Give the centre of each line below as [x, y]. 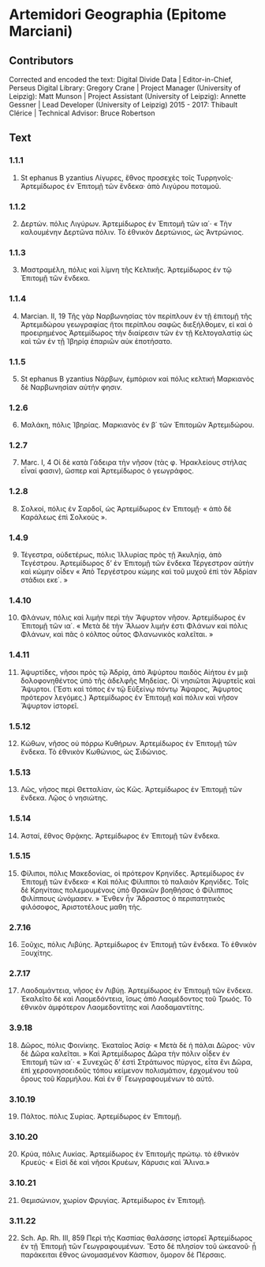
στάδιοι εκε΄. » [44, 580]
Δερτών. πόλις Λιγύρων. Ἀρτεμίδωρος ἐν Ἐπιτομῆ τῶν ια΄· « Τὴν [126, 224]
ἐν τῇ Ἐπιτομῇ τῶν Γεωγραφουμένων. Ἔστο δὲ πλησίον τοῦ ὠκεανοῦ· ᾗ [138, 1246]
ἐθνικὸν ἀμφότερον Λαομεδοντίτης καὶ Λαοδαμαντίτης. [112, 1007]
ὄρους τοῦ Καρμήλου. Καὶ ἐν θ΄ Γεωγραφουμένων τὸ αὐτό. [117, 1078]
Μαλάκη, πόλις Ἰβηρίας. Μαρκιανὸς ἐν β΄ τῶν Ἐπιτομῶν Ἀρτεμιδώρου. [137, 425]
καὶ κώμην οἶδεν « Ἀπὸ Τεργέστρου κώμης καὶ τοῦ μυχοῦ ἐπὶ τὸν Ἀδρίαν [139, 571]
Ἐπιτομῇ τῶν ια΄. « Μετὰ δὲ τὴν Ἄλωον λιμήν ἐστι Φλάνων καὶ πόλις [134, 626]
